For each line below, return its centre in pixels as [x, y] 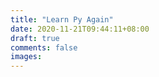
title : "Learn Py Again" [62, 19]
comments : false [44, 47]
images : [26, 57]
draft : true [35, 38]
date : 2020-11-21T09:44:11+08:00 [80, 29]
